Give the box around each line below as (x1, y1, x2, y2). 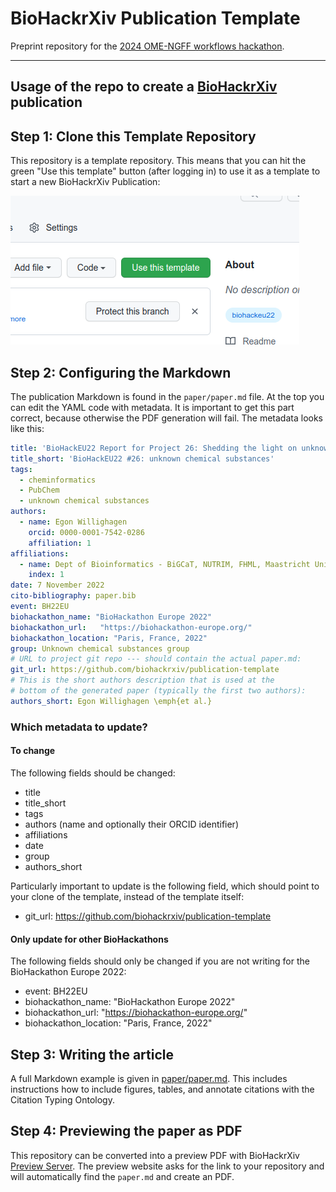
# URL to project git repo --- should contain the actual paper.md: (10, 654, 302, 664)
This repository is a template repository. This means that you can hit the (10, 155, 307, 167)
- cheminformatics (19, 475, 97, 485)
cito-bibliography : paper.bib (10, 591, 137, 601)
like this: (10, 422, 45, 434)
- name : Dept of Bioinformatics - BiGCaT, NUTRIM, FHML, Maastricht (19, 559, 311, 569)
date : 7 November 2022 (10, 580, 105, 591)
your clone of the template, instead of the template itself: (10, 890, 245, 902)
